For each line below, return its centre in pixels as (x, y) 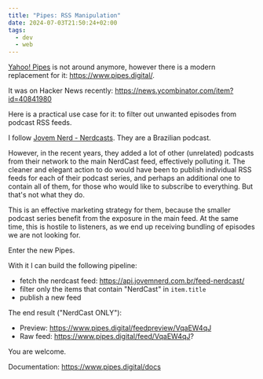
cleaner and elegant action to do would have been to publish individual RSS (130, 170)
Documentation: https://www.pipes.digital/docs (84, 367)
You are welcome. (37, 351)
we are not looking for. (44, 235)
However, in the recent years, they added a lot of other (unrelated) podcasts (131, 153)
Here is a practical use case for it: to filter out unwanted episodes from (122, 114)
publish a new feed (50, 298)
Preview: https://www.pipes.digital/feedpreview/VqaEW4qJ (115, 328)
